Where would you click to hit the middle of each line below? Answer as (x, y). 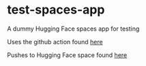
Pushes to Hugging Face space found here (67, 55)
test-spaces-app (56, 10)
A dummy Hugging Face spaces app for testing (73, 29)
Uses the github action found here (55, 42)
